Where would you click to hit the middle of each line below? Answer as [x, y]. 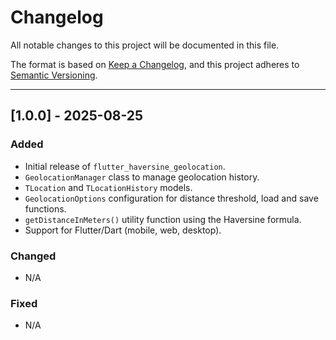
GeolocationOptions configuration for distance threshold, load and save [171, 198]
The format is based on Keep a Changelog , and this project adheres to [155, 64]
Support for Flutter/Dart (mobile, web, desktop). [123, 230]
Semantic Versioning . [54, 75]
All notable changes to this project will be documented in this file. [145, 45]
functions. [45, 208]
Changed [33, 256]
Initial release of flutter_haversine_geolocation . [125, 166]
